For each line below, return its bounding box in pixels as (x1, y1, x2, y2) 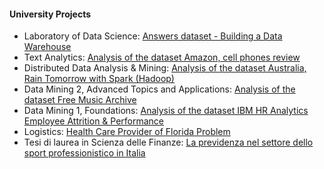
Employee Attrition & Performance (23, 115, 165, 127)
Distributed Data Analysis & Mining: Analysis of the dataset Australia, (23, 62, 307, 74)
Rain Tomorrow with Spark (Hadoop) (23, 73, 175, 85)
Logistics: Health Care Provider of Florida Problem (23, 126, 231, 138)
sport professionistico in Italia (23, 147, 146, 159)
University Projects (9, 8, 92, 20)
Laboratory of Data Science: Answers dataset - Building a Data (23, 30, 283, 42)
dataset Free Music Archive (23, 94, 137, 106)
